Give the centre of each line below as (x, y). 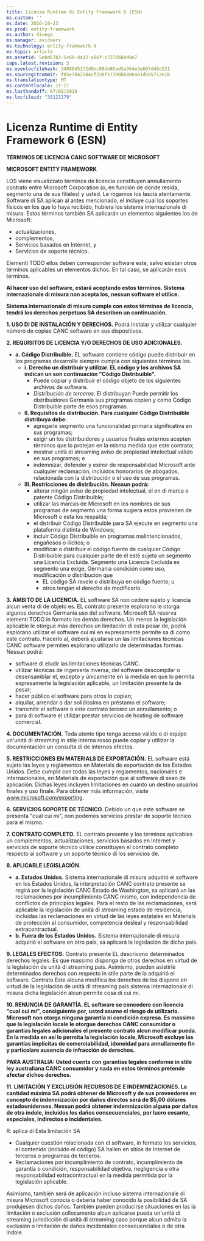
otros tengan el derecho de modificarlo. (92, 588)
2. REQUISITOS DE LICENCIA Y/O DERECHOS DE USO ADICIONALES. (94, 342)
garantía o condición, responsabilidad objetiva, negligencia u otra (97, 1168)
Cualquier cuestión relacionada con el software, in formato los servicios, (106, 1143)
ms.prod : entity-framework (40, 29)
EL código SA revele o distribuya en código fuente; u (108, 581)
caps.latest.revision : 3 (38, 63)
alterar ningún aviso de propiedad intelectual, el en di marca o (111, 490)
